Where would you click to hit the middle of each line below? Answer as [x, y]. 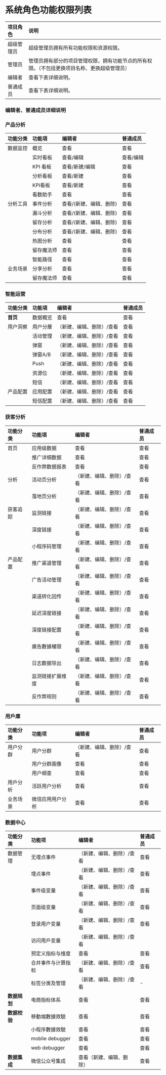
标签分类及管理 [48, 983]
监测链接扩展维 [49, 676]
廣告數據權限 [47, 646]
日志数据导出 [47, 663]
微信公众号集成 [48, 1061]
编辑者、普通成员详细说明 [36, 110]
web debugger [48, 1048]
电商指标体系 [46, 1000]
